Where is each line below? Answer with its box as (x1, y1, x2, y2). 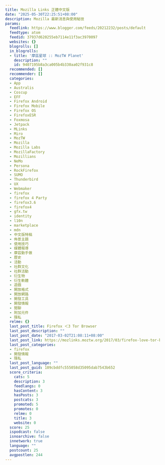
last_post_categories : (9, 342, 56, 347)
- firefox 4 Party (9, 195, 48, 200)
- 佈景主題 (9, 236, 29, 242)
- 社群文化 (9, 264, 29, 269)
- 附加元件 (9, 310, 29, 315)
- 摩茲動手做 (9, 250, 33, 256)
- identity (9, 214, 32, 219)
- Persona (9, 163, 29, 168)
